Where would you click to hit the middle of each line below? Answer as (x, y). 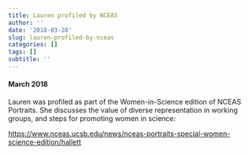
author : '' (26, 23)
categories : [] (33, 45)
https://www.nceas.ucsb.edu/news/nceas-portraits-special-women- (119, 134)
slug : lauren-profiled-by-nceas (61, 37)
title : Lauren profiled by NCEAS (63, 15)
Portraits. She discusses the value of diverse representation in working (123, 110)
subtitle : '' (30, 60)
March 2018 (28, 84)
